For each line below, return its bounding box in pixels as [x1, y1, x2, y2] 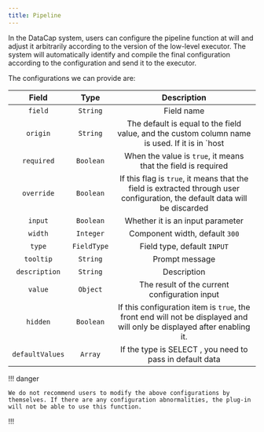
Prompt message [152, 253, 216, 264]
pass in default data [148, 353, 221, 364]
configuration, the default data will [120, 192, 247, 203]
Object [78, 284, 103, 294]
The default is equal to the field [126, 118, 242, 129]
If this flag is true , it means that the [119, 173, 249, 184]
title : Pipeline [8, 11, 61, 20]
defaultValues [12, 350, 65, 358]
